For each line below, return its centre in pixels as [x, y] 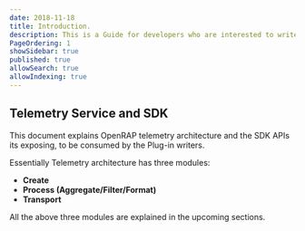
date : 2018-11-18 [42, 18]
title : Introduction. [50, 26]
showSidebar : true [44, 52]
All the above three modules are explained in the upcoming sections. [138, 217]
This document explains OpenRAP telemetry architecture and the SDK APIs [150, 135]
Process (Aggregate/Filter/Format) [89, 189]
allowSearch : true [44, 69]
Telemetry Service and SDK [89, 114]
